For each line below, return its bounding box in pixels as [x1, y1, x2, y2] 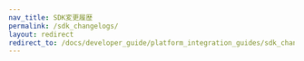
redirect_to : [8, 38, 58, 48]
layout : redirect [8, 30, 74, 39]
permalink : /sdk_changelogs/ [8, 22, 119, 30]
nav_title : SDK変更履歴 [8, 13, 93, 22]
